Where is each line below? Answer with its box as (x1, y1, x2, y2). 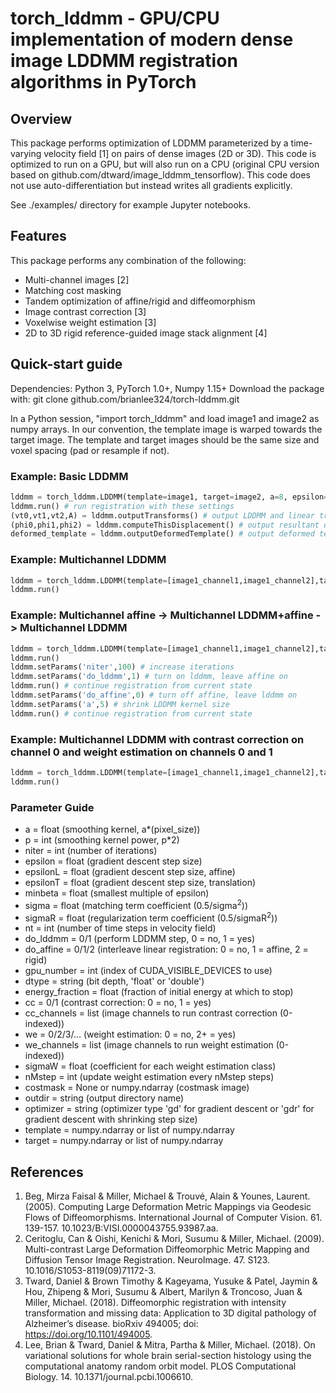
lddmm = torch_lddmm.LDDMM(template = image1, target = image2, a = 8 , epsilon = (10, 492, 329, 502)
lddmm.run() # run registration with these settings (10, 501, 235, 511)
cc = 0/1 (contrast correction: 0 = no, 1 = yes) (24, 997, 212, 1009)
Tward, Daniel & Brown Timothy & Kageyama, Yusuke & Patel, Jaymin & (24, 1275, 318, 1287)
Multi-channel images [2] (24, 273, 130, 286)
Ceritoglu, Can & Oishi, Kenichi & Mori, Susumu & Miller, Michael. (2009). (24, 1233, 325, 1245)
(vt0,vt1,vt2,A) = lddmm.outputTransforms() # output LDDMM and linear (10, 510, 315, 521)
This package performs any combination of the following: (10, 254, 247, 266)
